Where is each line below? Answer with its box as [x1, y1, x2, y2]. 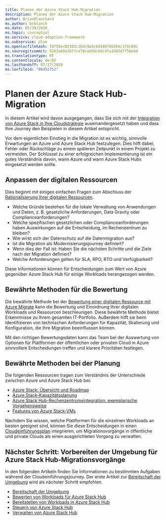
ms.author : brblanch [5, 21, 48, 26]
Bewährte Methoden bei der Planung [5, 359, 121, 367]
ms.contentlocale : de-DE [5, 58, 56, 63]
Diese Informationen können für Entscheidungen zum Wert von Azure [5, 265, 147, 272]
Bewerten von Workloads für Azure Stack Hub [12, 494, 106, 500]
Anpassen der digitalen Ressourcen [5, 176, 118, 184]
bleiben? [12, 230, 30, 236]
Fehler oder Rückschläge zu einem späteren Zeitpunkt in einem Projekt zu [5, 145, 156, 151]
